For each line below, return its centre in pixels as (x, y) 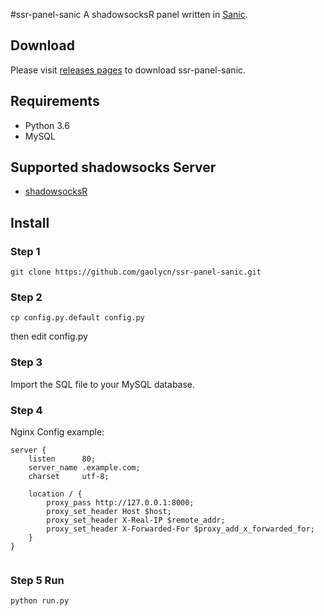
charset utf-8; (69, 477)
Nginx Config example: (57, 432)
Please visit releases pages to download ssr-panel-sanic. (128, 70)
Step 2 (26, 297)
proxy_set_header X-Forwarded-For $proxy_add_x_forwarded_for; (180, 529)
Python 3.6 (47, 125)
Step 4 (26, 410)
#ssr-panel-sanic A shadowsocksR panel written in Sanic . (129, 14)
